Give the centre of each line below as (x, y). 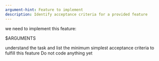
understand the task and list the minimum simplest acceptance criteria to (80, 48)
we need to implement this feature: (41, 28)
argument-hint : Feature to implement (44, 10)
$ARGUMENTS (21, 38)
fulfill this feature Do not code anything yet (49, 53)
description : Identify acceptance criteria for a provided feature (77, 14)
